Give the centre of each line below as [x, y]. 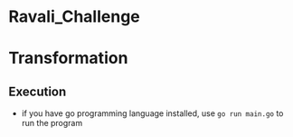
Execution [38, 91]
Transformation [68, 59]
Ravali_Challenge [75, 17]
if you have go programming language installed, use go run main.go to [152, 113]
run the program [52, 123]
